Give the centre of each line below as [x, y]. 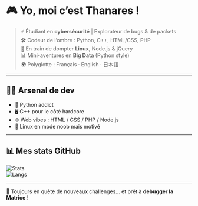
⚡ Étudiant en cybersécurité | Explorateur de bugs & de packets [98, 31]
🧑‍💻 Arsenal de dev [40, 91]
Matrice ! [17, 197]
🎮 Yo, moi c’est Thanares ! [73, 11]
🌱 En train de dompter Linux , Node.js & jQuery [77, 48]
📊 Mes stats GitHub [44, 151]
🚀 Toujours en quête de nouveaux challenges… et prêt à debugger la [90, 191]
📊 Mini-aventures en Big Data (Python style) [75, 55]
